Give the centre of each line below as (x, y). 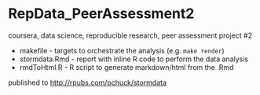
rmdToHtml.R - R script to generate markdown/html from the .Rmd (126, 67)
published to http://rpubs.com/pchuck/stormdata (88, 82)
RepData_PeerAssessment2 (101, 14)
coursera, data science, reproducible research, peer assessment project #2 (130, 35)
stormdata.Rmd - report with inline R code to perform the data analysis (134, 59)
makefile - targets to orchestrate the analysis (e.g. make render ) (122, 50)
